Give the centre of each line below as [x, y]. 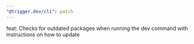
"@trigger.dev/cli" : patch [40, 11]
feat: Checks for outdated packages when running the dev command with [97, 28]
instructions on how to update [43, 34]
